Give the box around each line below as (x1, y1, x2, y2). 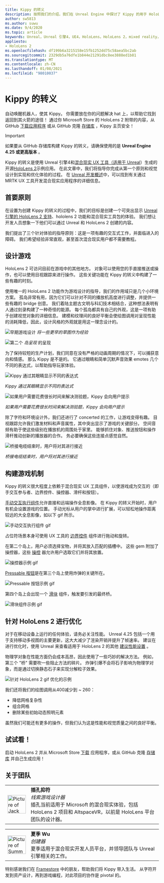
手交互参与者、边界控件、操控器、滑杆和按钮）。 (5, 489, 102, 495)
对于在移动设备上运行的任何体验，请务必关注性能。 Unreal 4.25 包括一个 (5, 631, 151, 637)
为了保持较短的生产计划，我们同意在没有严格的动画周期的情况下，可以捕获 (5, 350, 155, 356)
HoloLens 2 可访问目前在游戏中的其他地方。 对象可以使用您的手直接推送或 (5, 265, 155, 272)
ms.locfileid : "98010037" (5, 71, 58, 76)
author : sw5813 (5, 16, 36, 21)
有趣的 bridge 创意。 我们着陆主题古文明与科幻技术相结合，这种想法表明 (9, 301, 155, 307)
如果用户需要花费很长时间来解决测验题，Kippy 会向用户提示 (5, 404, 125, 410)
